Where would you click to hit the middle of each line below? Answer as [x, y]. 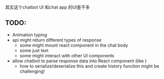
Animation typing [30, 35]
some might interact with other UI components [67, 55]
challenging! [32, 71]
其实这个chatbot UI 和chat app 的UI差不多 [48, 7]
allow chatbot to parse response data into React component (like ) [79, 61]
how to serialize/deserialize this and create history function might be [89, 66]
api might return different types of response [57, 40]
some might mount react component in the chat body [74, 45]
